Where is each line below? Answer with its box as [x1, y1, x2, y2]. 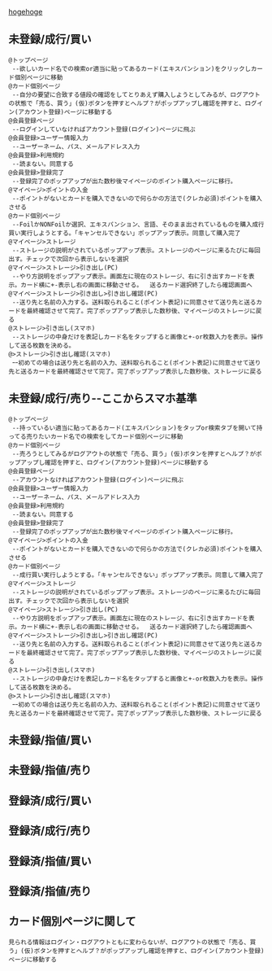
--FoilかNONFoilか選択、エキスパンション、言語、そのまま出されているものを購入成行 [11, 220, 265, 229]
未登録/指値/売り [8, 763, 92, 777]
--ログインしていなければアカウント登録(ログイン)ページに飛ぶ [11, 125, 196, 133]
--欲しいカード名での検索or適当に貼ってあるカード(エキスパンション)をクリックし [11, 64, 252, 72]
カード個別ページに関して [8, 915, 136, 929]
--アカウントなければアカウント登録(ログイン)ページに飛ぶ [11, 475, 184, 483]
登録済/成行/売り [8, 824, 92, 838]
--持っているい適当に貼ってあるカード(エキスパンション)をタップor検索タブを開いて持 [11, 423, 263, 432]
